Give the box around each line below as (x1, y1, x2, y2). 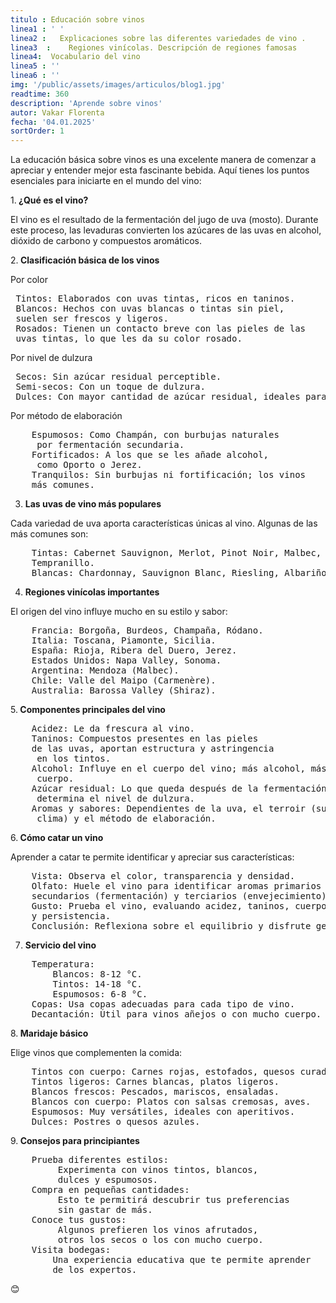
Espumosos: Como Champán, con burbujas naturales (31, 429, 280, 441)
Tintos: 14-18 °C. (52, 979, 143, 990)
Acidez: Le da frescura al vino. (31, 723, 196, 735)
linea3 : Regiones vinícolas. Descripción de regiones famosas (10, 42, 298, 53)
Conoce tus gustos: (31, 1214, 127, 1226)
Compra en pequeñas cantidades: (31, 1184, 190, 1196)
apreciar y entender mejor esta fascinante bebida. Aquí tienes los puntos (10, 164, 310, 176)
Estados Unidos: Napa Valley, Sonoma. (31, 655, 222, 666)
